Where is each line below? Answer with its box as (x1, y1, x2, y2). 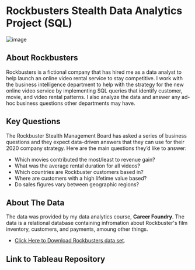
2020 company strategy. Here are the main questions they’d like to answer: (6, 145, 187, 152)
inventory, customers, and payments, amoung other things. (6, 225, 148, 233)
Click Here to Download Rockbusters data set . (14, 237, 126, 244)
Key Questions (6, 117, 61, 127)
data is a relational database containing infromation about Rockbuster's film (6, 220, 188, 227)
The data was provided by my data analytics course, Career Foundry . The (6, 213, 185, 220)
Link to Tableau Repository (6, 254, 106, 264)
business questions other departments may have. (16, 100, 135, 107)
